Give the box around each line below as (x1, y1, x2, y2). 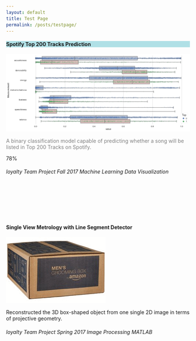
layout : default (6, 9, 45, 15)
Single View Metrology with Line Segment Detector (6, 223, 132, 231)
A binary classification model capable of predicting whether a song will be (6, 137, 184, 144)
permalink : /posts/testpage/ (6, 22, 77, 28)
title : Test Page (6, 15, 48, 22)
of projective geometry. (6, 315, 62, 322)
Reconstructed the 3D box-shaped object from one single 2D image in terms (6, 309, 190, 316)
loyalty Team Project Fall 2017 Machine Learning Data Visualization (6, 168, 169, 175)
